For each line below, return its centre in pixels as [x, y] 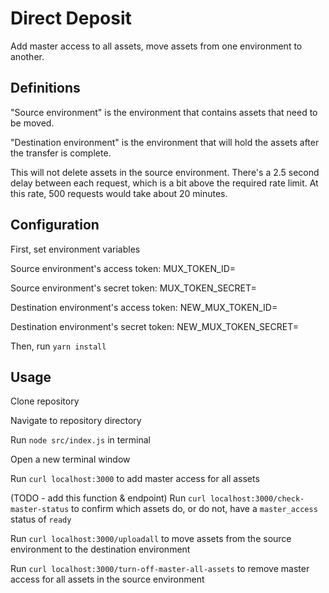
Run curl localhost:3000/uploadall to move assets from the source [151, 539]
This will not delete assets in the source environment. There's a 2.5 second [165, 172]
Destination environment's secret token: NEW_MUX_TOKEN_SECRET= [154, 326]
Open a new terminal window [70, 459]
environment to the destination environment [100, 549]
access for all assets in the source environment [107, 579]
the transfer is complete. [61, 153]
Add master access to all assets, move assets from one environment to [156, 46]
